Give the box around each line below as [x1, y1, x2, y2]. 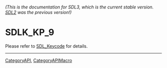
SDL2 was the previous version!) [5, 9, 72, 15]
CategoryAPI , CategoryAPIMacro [5, 57, 72, 63]
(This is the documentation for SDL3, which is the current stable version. [5, 4, 154, 10]
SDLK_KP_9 [5, 26, 55, 38]
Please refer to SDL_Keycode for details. [5, 43, 88, 49]
